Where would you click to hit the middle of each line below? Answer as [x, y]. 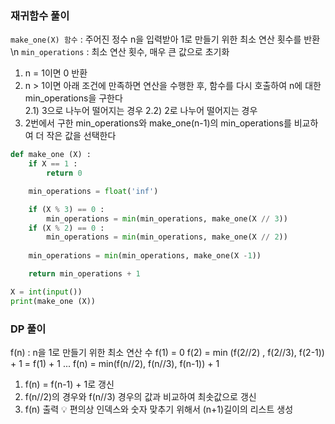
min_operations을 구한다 [73, 98]
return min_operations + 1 [84, 274]
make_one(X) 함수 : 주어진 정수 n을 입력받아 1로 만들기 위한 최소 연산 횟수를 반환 [165, 39]
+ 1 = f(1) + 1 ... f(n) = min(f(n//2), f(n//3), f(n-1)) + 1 [115, 363]
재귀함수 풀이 [40, 15]
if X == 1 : [53, 164]
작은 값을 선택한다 [81, 136]
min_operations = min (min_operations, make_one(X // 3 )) [167, 218]
